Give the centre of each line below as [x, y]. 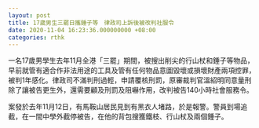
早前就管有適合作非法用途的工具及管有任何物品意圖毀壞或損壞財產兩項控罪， [132, 71]
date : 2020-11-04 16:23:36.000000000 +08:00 [82, 30]
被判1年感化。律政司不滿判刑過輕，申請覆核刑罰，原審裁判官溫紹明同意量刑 [130, 80]
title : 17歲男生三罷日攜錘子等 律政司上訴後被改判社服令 [91, 23]
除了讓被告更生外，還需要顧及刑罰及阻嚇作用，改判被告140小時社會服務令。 [131, 90]
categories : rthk [36, 37]
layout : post [29, 15]
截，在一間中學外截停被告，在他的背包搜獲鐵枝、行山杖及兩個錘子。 [118, 117]
